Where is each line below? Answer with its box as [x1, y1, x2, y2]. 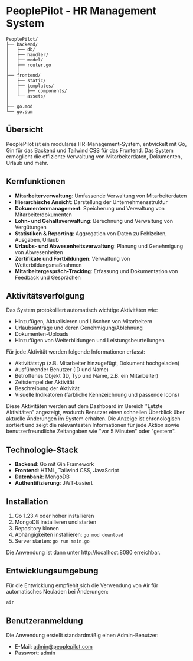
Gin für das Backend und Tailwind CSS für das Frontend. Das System [6, 147, 174, 154]
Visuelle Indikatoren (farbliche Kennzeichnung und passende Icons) [14, 391, 180, 398]
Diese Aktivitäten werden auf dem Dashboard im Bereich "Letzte [6, 403, 163, 410]
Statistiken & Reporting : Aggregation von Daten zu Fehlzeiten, [14, 229, 167, 237]
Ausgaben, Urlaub [14, 236, 59, 243]
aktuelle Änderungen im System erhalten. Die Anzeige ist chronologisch [6, 415, 181, 422]
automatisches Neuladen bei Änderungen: [6, 588, 109, 595]
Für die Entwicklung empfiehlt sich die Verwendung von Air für [6, 581, 159, 589]
